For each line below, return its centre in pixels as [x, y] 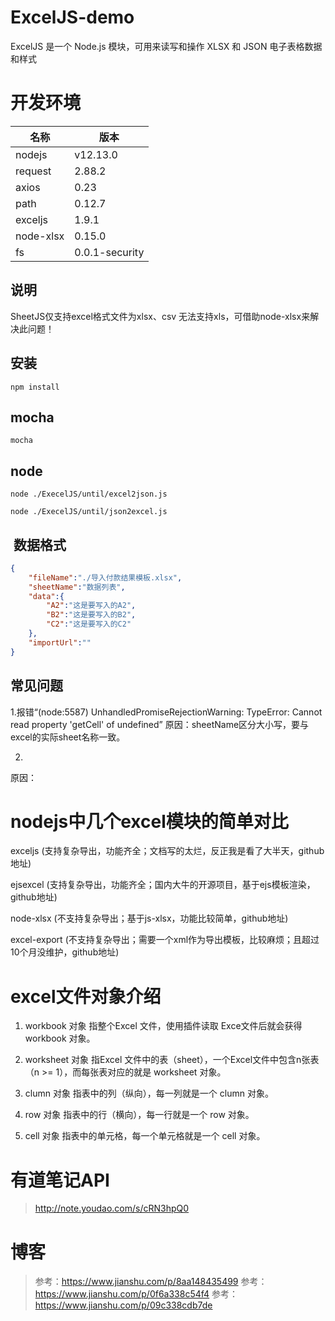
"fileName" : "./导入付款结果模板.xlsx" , [105, 577]
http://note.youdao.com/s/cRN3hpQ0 [112, 1208]
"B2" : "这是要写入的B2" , [91, 615]
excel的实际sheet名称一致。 [68, 737]
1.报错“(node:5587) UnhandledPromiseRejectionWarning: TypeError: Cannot [166, 712]
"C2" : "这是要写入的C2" [89, 624]
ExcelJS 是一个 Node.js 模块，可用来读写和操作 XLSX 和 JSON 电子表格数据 [166, 46]
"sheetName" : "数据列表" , [77, 587]
